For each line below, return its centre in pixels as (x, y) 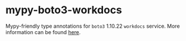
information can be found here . (43, 32)
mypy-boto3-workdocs (64, 10)
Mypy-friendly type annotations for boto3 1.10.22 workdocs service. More (93, 26)
